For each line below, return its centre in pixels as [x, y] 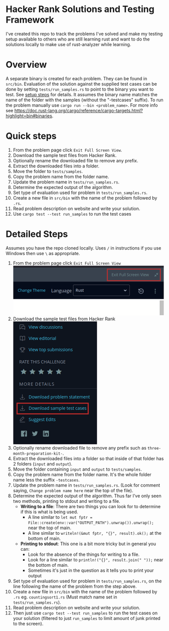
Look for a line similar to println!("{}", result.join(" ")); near [96, 560]
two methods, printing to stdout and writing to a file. [66, 501]
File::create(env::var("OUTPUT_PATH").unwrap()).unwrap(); [91, 523]
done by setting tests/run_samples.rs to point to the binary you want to [80, 89]
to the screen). [28, 623]
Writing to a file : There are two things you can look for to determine [91, 506]
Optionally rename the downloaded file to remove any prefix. [75, 160]
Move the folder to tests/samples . [48, 171]
